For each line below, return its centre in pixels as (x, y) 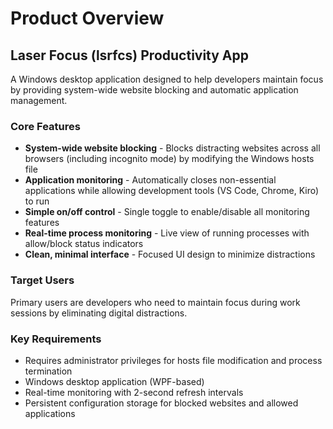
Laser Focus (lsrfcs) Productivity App (130, 55)
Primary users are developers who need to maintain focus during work (155, 302)
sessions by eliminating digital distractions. (99, 313)
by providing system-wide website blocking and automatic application (154, 90)
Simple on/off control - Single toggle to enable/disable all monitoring (167, 212)
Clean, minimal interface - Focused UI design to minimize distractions (170, 254)
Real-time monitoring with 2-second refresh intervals (134, 392)
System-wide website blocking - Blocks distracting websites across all (172, 148)
